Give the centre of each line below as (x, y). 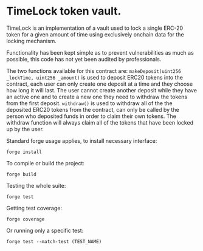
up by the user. (25, 129)
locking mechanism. (31, 41)
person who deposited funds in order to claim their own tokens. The (91, 116)
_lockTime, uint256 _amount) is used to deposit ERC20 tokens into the (95, 77)
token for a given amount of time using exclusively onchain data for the (95, 34)
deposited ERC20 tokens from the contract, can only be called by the (93, 109)
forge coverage (26, 219)
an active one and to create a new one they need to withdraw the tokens (97, 97)
